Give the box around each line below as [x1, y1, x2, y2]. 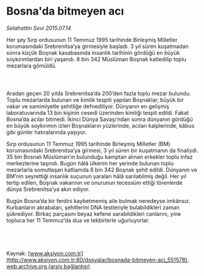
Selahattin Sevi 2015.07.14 [6, 24, 71, 32]
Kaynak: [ [6, 249, 30, 257]
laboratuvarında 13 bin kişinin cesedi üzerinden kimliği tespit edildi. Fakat [6, 109, 189, 116]
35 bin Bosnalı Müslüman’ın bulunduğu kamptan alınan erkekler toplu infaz [6, 153, 193, 160]
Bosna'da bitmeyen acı [6, 4, 124, 18]
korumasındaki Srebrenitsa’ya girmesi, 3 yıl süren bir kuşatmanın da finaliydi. [6, 147, 199, 154]
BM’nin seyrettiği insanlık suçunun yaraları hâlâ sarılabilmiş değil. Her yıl [6, 172, 187, 180]
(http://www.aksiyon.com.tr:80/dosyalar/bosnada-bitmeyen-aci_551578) [6, 256, 188, 263]
